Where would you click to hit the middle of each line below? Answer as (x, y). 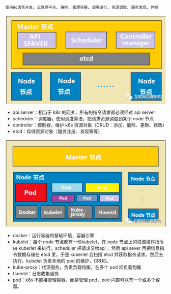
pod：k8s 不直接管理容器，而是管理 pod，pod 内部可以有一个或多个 (84, 280)
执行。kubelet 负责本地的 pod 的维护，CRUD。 (62, 260)
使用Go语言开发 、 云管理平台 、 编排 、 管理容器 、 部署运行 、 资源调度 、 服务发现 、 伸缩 (82, 7)
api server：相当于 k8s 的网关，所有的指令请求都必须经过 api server (84, 112)
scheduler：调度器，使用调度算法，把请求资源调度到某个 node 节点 (83, 118)
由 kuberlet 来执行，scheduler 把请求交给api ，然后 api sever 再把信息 (86, 248)
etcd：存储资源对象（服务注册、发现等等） (58, 131)
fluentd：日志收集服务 (36, 273)
